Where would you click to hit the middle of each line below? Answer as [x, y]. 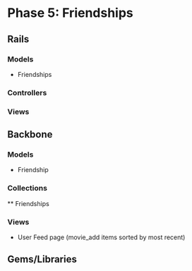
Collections [28, 188]
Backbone [30, 134]
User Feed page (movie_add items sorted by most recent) [101, 237]
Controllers [27, 92]
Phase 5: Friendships [71, 13]
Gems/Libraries [42, 259]
